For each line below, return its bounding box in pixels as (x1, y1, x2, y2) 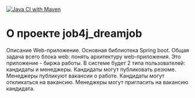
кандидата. (6, 85, 35, 92)
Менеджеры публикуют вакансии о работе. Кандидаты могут (6, 72, 165, 79)
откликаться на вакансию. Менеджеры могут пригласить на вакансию (6, 78, 189, 85)
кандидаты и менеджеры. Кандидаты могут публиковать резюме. (6, 66, 176, 73)
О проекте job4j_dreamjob (6, 27, 142, 40)
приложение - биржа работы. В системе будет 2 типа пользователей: (6, 59, 185, 66)
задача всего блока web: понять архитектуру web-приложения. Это (6, 53, 181, 60)
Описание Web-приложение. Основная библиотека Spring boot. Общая (6, 46, 190, 54)
